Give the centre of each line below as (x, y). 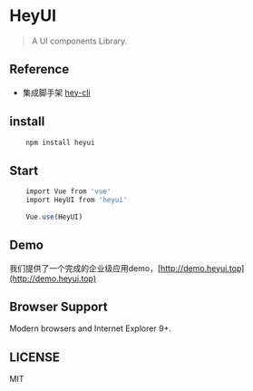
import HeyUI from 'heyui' (77, 200)
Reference (39, 69)
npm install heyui (60, 142)
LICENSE (35, 357)
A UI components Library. (79, 41)
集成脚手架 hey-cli (56, 93)
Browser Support (59, 306)
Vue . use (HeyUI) (54, 217)
